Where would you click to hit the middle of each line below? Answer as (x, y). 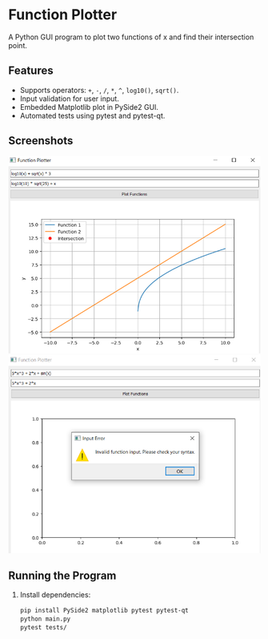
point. (18, 45)
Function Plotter (63, 15)
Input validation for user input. (70, 99)
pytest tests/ (43, 628)
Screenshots (41, 141)
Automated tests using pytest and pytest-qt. (92, 115)
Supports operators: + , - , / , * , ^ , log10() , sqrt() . (99, 90)
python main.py (45, 619)
